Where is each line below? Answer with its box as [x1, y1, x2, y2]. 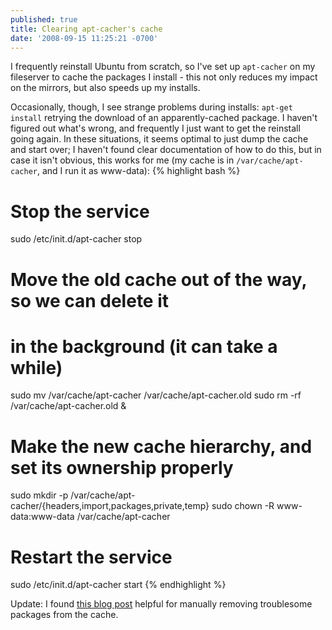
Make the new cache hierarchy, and [10, 435, 313, 458]
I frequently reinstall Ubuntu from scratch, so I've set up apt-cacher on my [10, 61, 316, 73]
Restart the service [10, 546, 173, 568]
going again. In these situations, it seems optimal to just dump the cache [10, 133, 309, 145]
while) [10, 356, 63, 379]
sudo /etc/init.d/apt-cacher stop [10, 233, 143, 245]
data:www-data [10, 511, 75, 523]
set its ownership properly [10, 456, 234, 479]
